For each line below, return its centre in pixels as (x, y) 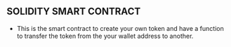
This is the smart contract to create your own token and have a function (120, 28)
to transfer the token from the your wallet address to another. (105, 36)
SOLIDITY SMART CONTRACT (74, 12)
